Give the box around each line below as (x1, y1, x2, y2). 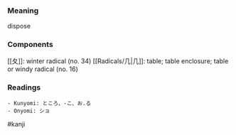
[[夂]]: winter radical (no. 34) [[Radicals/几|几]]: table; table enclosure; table (7, 56, 229, 65)
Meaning (7, 6, 39, 16)
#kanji (7, 119, 26, 128)
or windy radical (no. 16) (7, 65, 78, 73)
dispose (7, 22, 31, 31)
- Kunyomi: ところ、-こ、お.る (7, 99, 91, 107)
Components (7, 40, 53, 50)
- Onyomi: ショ (7, 107, 50, 114)
